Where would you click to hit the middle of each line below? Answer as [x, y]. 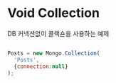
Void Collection [53, 13]
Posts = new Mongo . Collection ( [54, 53]
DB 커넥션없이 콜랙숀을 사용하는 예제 [58, 33]
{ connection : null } [41, 66]
